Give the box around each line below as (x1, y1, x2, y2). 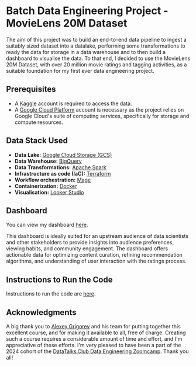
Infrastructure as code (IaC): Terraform (14, 170, 111, 177)
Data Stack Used (6, 136, 68, 146)
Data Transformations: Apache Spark (14, 163, 107, 171)
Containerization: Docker (14, 182, 77, 189)
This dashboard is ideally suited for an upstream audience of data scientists (6, 233, 189, 240)
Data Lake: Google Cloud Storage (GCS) (14, 151, 112, 158)
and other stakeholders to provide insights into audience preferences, (6, 239, 174, 246)
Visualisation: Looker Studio (14, 189, 84, 196)
